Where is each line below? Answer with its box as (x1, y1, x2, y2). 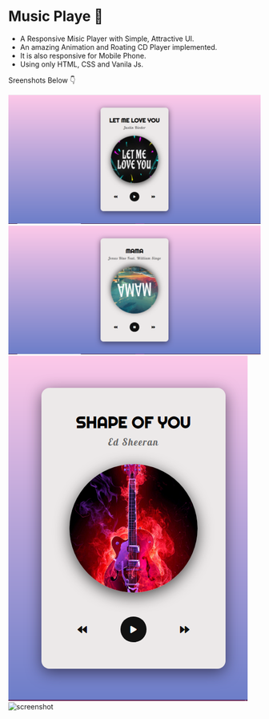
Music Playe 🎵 (8, 7, 104, 26)
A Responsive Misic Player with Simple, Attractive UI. (19, 34, 195, 43)
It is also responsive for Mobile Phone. (19, 51, 147, 60)
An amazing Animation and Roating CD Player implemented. (19, 42, 218, 51)
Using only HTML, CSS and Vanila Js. (19, 59, 144, 69)
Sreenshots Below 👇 (8, 75, 76, 85)
